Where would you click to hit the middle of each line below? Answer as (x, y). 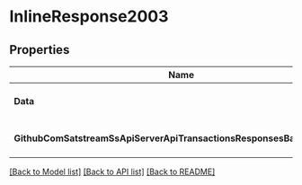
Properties (40, 50)
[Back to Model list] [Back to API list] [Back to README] (112, 172)
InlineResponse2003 (89, 17)
